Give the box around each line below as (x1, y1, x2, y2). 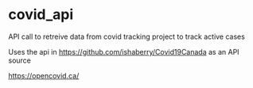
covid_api (8, 6, 74, 24)
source (8, 55, 32, 65)
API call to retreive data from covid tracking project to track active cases (8, 32, 245, 41)
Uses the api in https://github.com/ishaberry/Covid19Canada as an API (8, 47, 240, 56)
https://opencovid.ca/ (8, 71, 80, 80)
